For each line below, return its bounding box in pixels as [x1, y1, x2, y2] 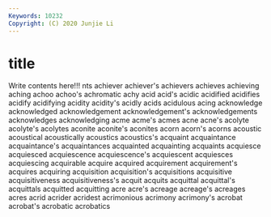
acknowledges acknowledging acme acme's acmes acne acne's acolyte [8, 115, 249, 126]
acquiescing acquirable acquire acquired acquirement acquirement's [8, 159, 238, 168]
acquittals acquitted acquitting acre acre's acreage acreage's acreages [8, 184, 246, 194]
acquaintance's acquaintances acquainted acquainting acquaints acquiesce [8, 141, 261, 151]
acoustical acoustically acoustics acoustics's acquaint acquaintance [8, 133, 236, 143]
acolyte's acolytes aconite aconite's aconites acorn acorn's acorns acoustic [8, 124, 262, 134]
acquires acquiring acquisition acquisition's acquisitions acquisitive [8, 167, 233, 177]
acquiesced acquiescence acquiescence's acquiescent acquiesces [8, 150, 233, 160]
